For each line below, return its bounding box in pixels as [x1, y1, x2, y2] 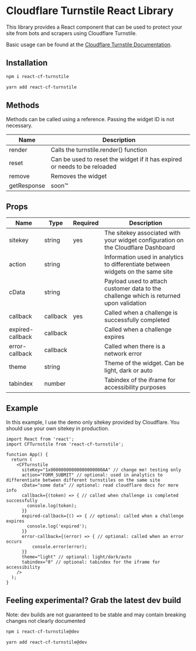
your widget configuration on [104, 236, 184, 244]
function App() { [6, 451, 48, 457]
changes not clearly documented [6, 617, 86, 624]
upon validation [104, 299, 147, 307]
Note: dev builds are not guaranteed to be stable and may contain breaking [6, 611, 187, 618]
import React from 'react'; [6, 436, 75, 442]
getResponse [9, 181, 45, 190]
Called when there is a [104, 342, 166, 351]
